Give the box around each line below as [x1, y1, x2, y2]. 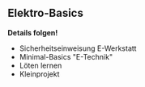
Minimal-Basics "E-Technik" [19, 52, 113, 61]
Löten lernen [19, 60, 62, 70]
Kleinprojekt [19, 68, 60, 79]
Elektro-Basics [7, 6, 84, 20]
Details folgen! [7, 27, 58, 37]
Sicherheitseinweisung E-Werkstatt [19, 43, 137, 53]
